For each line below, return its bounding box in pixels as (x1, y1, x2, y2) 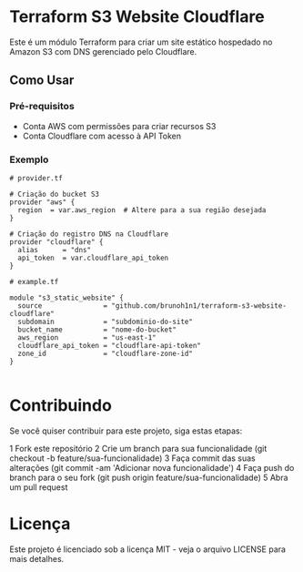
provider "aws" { (9, 198, 76, 207)
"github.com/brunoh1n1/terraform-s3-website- (110, 301, 287, 311)
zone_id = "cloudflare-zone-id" (17, 349, 194, 358)
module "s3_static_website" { (9, 293, 125, 302)
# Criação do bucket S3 (9, 189, 100, 199)
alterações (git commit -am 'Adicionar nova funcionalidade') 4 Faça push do (9, 462, 295, 473)
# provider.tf (9, 173, 64, 183)
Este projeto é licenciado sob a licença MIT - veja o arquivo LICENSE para (9, 544, 287, 555)
